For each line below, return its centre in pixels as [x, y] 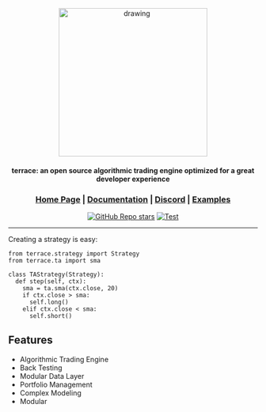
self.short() [51, 316]
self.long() [49, 302]
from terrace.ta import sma [55, 260]
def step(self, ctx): [51, 281]
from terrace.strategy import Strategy [74, 253]
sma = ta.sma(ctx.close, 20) [70, 288]
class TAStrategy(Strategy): [56, 274]
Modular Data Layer [52, 376]
